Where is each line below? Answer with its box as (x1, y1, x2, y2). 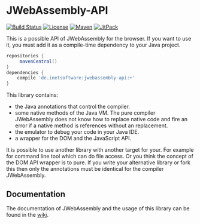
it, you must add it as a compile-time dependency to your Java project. (6, 41, 181, 48)
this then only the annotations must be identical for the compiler (6, 165, 164, 173)
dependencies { (6, 69, 44, 75)
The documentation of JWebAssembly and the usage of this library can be (6, 205, 190, 212)
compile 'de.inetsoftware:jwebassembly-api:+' (17, 75, 135, 81)
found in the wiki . (6, 211, 49, 218)
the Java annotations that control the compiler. (14, 103, 131, 111)
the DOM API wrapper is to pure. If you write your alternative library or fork (6, 159, 190, 166)
